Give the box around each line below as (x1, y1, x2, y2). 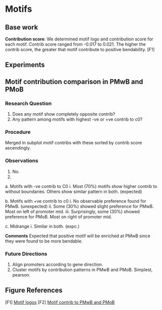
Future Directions (5, 250, 48, 257)
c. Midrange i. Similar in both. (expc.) (5, 223, 80, 229)
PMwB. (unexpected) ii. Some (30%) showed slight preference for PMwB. (5, 203, 154, 209)
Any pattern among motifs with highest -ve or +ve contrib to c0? (12, 117, 143, 123)
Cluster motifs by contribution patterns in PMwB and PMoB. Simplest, (12, 267, 153, 273)
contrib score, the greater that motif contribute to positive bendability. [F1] (5, 47, 155, 52)
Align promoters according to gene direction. (12, 261, 103, 267)
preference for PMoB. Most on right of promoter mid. (5, 214, 112, 219)
